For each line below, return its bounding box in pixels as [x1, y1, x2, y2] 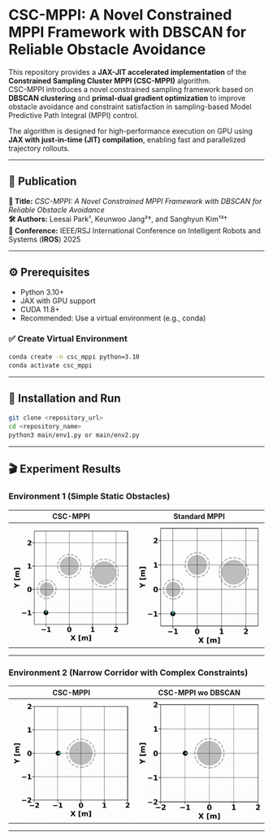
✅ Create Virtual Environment [8, 333, 128, 345]
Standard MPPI [173, 511, 225, 521]
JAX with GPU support [19, 295, 96, 306]
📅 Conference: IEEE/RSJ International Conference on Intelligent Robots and [8, 225, 262, 235]
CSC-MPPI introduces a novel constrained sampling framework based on [8, 84, 253, 94]
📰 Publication [8, 175, 77, 189]
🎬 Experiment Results [8, 462, 121, 477]
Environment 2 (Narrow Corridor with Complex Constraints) [8, 667, 249, 678]
